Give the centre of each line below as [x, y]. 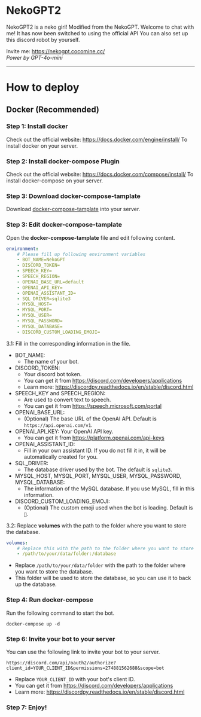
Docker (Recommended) [53, 109]
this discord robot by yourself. [43, 39]
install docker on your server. [42, 146]
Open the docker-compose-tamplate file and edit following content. [91, 237]
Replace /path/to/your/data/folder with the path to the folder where [100, 565]
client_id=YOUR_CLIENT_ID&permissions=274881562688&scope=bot [85, 668]
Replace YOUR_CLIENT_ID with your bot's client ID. [75, 679]
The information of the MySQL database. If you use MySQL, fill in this [109, 489]
